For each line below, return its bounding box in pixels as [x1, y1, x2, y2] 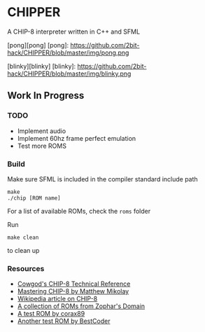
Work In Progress [7, 90, 85, 102]
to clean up [7, 246, 40, 254]
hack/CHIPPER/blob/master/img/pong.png [7, 48, 129, 57]
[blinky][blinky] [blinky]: [7, 62, 76, 70]
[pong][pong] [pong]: [7, 41, 69, 49]
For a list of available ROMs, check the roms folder [7, 207, 151, 215]
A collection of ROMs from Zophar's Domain [17, 302, 146, 310]
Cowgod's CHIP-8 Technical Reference [17, 279, 131, 288]
